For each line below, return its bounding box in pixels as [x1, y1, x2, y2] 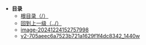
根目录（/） [20, 12, 49, 19]
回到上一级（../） [20, 20, 62, 26]
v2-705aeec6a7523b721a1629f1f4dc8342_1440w [20, 33, 140, 39]
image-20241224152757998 [20, 26, 89, 33]
